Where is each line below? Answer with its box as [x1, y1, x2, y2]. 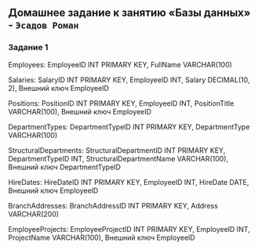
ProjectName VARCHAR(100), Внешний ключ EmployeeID [8, 233, 196, 242]
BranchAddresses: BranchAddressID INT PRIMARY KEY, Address [8, 201, 218, 210]
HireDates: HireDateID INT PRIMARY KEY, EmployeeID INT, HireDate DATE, [8, 177, 249, 187]
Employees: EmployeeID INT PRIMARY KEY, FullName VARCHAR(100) [8, 60, 233, 69]
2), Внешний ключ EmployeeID [8, 83, 110, 92]
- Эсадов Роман [8, 19, 79, 32]
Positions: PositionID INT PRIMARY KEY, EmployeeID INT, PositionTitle [8, 98, 234, 108]
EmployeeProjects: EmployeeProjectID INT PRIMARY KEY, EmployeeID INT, [8, 224, 251, 234]
